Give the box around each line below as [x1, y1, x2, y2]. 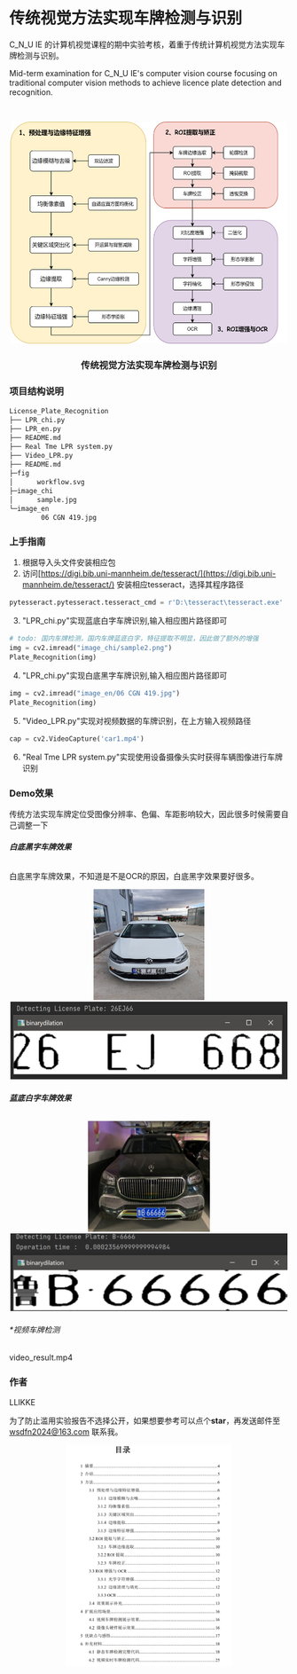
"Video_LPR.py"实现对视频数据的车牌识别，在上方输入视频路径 [21, 715, 251, 726]
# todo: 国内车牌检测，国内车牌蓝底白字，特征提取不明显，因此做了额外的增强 [9, 634, 259, 643]
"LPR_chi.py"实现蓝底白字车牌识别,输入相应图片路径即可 [21, 616, 228, 626]
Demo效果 [9, 787, 54, 799]
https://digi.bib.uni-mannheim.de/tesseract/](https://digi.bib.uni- [40, 569, 277, 579]
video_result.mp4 [9, 1352, 74, 1363]
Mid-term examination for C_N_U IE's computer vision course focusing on [9, 67, 277, 78]
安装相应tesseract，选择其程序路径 [116, 579, 244, 590]
